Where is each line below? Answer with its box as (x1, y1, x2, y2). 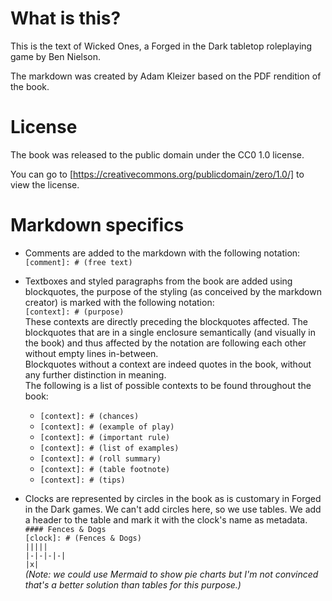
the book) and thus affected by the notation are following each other (24, 337, 307, 349)
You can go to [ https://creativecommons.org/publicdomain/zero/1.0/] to (10, 168, 305, 180)
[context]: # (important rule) (39, 432, 171, 442)
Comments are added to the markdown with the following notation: (24, 247, 301, 259)
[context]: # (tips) (39, 475, 126, 485)
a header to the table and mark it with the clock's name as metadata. (24, 513, 308, 526)
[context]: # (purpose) (24, 307, 125, 317)
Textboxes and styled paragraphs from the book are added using (24, 275, 293, 287)
